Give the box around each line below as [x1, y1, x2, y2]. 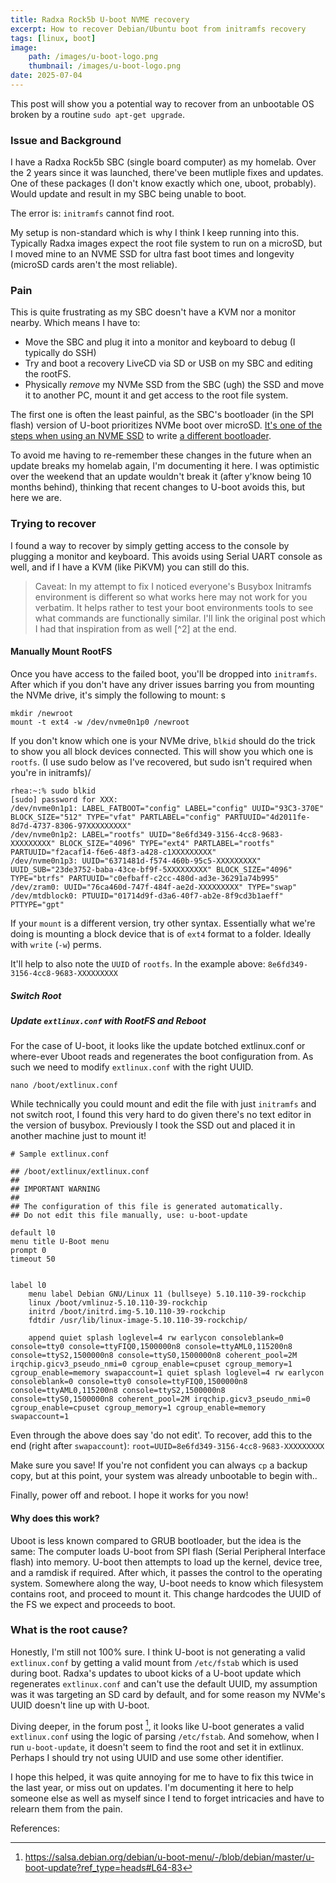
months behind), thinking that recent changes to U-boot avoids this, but [10, 481, 306, 493]
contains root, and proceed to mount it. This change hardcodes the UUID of [10, 1587, 322, 1600]
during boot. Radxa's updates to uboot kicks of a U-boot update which [10, 1667, 302, 1679]
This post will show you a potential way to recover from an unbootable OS [10, 97, 315, 110]
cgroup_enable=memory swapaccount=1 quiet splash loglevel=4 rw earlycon [10, 1368, 325, 1378]
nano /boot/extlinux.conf [10, 1081, 118, 1091]
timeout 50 [10, 1254, 56, 1265]
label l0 [10, 1281, 47, 1291]
